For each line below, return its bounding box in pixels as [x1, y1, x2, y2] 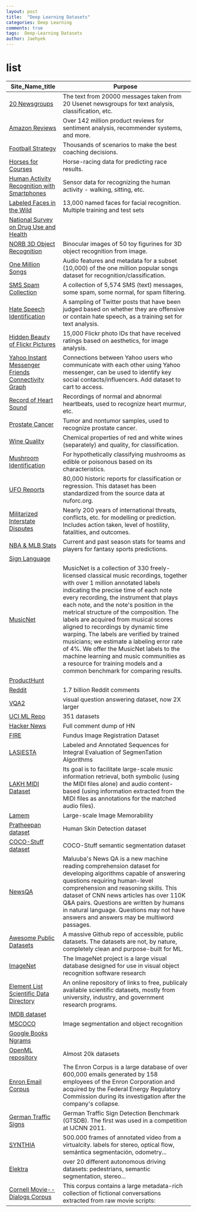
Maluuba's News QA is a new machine [62, 855, 168, 863]
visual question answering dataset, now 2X [62, 695, 181, 703]
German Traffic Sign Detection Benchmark [62, 1109, 180, 1117]
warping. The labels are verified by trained [62, 630, 179, 638]
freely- [150, 564, 171, 572]
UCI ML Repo [9, 712, 46, 720]
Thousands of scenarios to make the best [62, 140, 177, 148]
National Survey [9, 215, 53, 224]
